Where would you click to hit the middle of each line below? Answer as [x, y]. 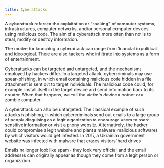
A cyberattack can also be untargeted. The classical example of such [75, 109]
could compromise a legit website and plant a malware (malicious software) [81, 130]
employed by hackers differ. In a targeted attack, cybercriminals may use [79, 73]
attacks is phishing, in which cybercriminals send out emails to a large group [82, 114]
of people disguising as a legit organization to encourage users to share [78, 120]
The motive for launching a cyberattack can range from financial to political [81, 48]
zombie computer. [23, 100]
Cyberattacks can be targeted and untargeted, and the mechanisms [73, 69]
